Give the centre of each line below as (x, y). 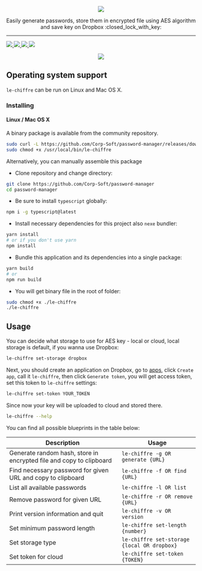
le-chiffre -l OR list (154, 487)
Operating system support (57, 75)
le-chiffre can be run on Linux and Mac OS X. (64, 90)
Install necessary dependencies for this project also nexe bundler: (96, 223)
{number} (134, 531)
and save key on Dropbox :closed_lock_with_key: (101, 27)
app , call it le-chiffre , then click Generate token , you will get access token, (99, 376)
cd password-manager (32, 190)
